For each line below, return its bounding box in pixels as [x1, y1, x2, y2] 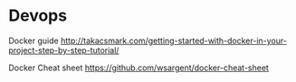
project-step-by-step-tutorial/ [8, 44, 119, 55]
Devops [8, 5, 68, 26]
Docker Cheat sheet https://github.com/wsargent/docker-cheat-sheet [8, 62, 269, 73]
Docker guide [8, 35, 60, 46]
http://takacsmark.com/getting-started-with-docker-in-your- [61, 35, 287, 46]
